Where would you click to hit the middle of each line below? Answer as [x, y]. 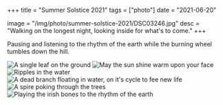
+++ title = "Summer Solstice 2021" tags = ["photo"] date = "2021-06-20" [112, 10]
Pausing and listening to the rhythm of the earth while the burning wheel [109, 44]
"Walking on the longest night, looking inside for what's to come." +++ [107, 31]
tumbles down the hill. [39, 51]
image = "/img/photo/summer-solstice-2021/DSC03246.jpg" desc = [103, 23]
